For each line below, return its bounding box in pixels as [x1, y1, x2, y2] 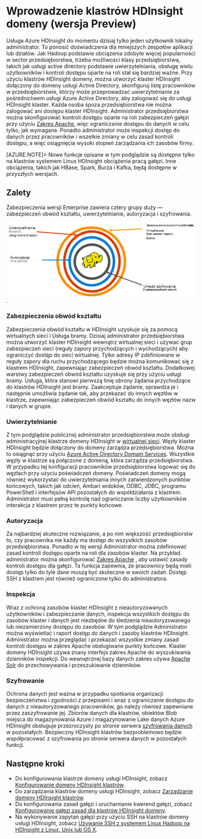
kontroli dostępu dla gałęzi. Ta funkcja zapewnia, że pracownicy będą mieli [6, 562, 192, 570]
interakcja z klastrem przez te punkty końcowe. [6, 502, 123, 509]
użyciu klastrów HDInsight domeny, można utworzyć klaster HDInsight [6, 75, 180, 83]
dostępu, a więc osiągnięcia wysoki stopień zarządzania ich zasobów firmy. [6, 139, 194, 146]
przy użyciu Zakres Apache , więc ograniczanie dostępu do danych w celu [6, 120, 189, 127]
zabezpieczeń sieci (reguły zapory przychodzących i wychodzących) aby [6, 345, 188, 352]
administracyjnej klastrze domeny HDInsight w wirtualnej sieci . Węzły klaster [6, 438, 196, 445]
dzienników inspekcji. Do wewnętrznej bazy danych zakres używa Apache [6, 655, 191, 662]
